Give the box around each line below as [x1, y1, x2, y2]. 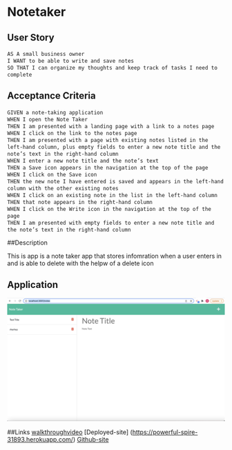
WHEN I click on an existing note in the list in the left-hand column [7, 192, 217, 198]
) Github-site [72, 436, 109, 444]
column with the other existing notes [7, 185, 119, 192]
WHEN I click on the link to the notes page [7, 130, 137, 136]
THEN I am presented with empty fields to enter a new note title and [7, 219, 215, 226]
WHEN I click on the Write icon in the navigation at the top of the [7, 205, 212, 212]
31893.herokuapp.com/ [7, 436, 74, 444]
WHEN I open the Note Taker [7, 116, 88, 123]
